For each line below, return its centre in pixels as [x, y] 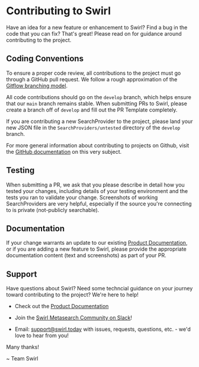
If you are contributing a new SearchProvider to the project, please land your [99, 121]
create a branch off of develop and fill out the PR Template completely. [92, 110]
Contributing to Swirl [59, 11]
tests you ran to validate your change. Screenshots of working [82, 197]
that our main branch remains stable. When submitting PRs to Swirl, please [97, 103]
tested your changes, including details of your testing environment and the [97, 191]
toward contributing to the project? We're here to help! [73, 295]
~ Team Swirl [22, 359]
